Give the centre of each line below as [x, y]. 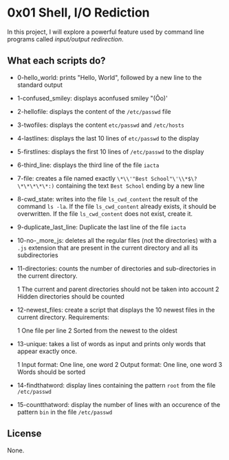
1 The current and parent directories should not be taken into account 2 [118, 289]
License [24, 433]
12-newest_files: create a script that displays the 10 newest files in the [116, 310]
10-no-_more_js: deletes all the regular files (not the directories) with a [117, 240]
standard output [40, 85]
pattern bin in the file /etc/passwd [65, 412]
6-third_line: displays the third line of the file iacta [88, 165]
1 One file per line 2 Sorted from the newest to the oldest [97, 330]
